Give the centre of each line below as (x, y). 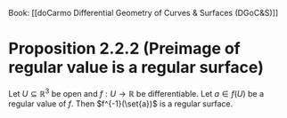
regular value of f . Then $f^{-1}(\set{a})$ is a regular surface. (121, 103)
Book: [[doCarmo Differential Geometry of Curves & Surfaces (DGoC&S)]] (143, 13)
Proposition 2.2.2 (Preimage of (125, 49)
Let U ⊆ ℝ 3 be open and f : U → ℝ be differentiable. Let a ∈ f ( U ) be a (136, 92)
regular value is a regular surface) (136, 68)
